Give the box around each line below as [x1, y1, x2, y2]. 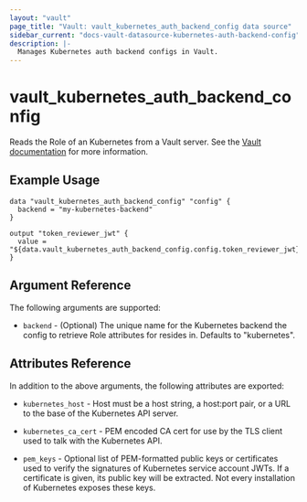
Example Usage [9, 173, 101, 188]
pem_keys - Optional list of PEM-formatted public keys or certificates [22, 453, 279, 464]
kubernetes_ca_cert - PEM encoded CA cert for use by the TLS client [22, 425, 283, 436]
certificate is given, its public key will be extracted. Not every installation [22, 472, 295, 483]
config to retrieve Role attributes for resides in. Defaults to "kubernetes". [22, 329, 295, 340]
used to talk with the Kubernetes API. [22, 435, 163, 446]
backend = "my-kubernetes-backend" [17, 205, 153, 214]
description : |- [9, 38, 71, 48]
